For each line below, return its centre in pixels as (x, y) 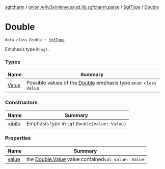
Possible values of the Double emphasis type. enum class (92, 83)
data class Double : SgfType (35, 40)
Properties (18, 138)
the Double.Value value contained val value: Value (85, 159)
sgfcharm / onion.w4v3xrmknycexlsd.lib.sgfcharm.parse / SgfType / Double (82, 7)
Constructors (21, 103)
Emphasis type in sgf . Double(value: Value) (76, 123)
